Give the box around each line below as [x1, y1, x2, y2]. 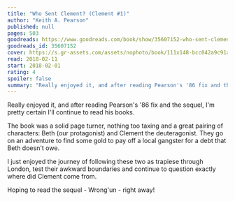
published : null [7, 23, 55, 30]
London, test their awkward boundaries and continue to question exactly [7, 165, 216, 173]
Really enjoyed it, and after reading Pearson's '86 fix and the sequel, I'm [7, 100, 215, 109]
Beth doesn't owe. [7, 144, 60, 152]
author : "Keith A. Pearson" [7, 17, 90, 24]
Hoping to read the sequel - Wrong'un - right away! [7, 186, 155, 194]
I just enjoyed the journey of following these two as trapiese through [7, 158, 204, 166]
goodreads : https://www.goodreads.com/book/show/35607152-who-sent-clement [7, 36, 233, 43]
